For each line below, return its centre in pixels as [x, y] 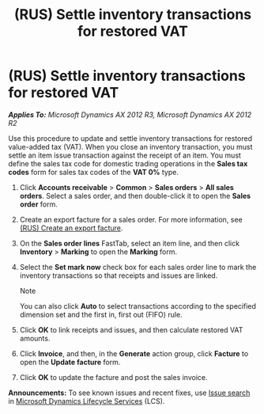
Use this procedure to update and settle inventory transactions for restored [130, 138]
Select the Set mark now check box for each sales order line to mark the [138, 267]
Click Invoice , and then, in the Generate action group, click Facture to [134, 353]
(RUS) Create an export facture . [71, 228]
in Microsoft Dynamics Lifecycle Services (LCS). [87, 401]
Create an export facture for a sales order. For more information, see [131, 219]
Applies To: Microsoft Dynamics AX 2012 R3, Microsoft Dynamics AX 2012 [130, 114]
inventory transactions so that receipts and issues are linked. [119, 275]
